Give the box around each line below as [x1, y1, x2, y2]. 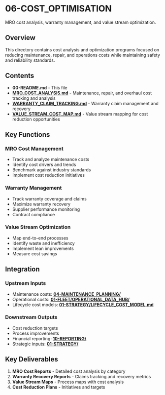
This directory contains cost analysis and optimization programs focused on [5, 46, 160, 52]
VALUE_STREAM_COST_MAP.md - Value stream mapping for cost [12, 111, 148, 117]
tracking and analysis [12, 95, 56, 101]
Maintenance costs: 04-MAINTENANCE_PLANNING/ [12, 291, 121, 297]
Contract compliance [12, 211, 55, 217]
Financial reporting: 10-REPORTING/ [12, 335, 87, 341]
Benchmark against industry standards [12, 167, 91, 173]
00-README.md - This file [12, 84, 67, 90]
